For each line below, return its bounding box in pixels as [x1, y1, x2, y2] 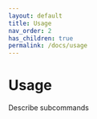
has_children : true [8, 34, 74, 43]
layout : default [8, 11, 63, 20]
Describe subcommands [8, 103, 90, 113]
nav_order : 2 [8, 27, 52, 35]
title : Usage [8, 19, 52, 27]
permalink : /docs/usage [8, 42, 88, 50]
